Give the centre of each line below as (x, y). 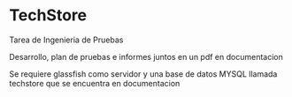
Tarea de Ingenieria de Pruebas (66, 40)
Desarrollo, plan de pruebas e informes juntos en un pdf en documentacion (146, 56)
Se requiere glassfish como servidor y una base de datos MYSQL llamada (143, 74)
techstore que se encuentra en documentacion (95, 83)
